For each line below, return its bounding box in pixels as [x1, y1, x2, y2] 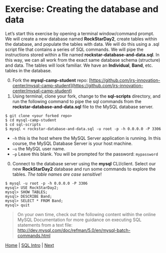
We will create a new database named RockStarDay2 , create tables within [5, 36, 158, 42]
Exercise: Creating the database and [5, 3, 159, 15]
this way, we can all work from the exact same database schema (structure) [5, 57, 161, 63]
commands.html [17, 233, 51, 239]
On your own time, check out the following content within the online [17, 211, 156, 217]
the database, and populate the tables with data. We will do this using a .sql [5, 41, 160, 47]
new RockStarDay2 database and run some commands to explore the [12, 166, 156, 172]
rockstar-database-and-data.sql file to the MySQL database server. [12, 104, 154, 110]
